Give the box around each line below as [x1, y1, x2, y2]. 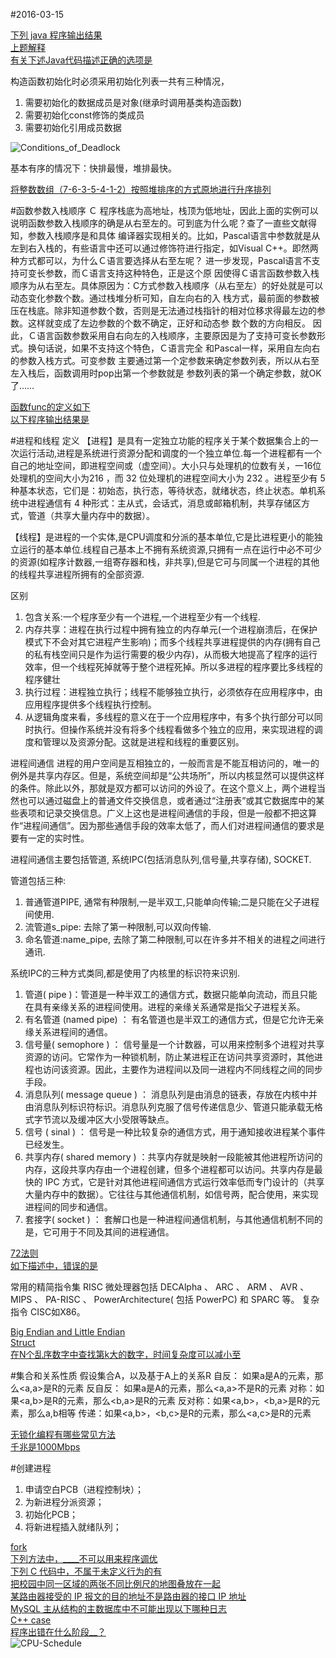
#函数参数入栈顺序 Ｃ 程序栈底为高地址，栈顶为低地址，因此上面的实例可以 [10, 205, 319, 216]
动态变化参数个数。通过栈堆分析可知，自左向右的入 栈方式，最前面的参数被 [10, 292, 320, 304]
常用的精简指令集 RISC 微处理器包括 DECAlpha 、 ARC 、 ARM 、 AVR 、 [10, 1281, 310, 1293]
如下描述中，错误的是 [10, 1260, 98, 1271]
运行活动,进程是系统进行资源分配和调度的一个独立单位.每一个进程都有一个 [18, 447, 323, 459]
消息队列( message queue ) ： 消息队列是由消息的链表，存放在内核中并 [24, 1089, 318, 1100]
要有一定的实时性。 [10, 832, 90, 844]
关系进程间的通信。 [33, 1026, 113, 1038]
